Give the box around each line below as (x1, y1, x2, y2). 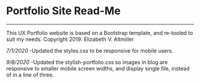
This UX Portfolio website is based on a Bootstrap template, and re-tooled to (6, 29, 193, 36)
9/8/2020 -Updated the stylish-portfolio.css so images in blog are (6, 58, 168, 66)
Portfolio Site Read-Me (6, 4, 121, 18)
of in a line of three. (6, 71, 54, 78)
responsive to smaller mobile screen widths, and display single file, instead (6, 65, 190, 72)
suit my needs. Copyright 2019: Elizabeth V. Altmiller (6, 36, 134, 43)
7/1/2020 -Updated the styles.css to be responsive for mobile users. (6, 47, 174, 54)
